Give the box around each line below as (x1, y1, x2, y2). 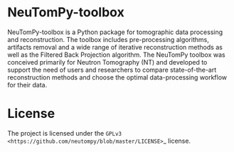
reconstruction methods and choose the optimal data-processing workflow (7, 72, 228, 82)
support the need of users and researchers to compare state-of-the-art (7, 65, 217, 74)
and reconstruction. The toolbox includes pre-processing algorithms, (7, 35, 210, 43)
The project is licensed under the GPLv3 (7, 129, 122, 137)
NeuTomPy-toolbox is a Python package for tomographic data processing (7, 28, 223, 36)
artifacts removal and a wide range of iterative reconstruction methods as (7, 43, 223, 51)
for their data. (7, 80, 48, 89)
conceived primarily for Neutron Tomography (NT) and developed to (7, 58, 208, 66)
